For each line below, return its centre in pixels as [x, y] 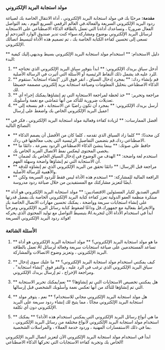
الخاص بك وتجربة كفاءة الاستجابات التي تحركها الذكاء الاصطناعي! [65, 342]
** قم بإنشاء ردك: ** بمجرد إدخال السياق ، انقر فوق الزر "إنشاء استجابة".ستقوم [86, 79]
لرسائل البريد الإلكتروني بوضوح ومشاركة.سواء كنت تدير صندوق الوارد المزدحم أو [79, 34]
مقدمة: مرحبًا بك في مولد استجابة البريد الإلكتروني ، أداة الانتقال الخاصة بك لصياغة [80, 18]
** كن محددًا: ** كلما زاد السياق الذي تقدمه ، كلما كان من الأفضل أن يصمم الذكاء [86, 135]
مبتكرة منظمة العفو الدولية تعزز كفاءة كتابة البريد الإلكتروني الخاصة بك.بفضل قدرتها [81, 197]
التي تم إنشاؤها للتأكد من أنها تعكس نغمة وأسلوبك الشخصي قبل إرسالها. [78, 287]
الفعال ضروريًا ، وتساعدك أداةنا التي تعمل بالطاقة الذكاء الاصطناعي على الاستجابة [80, 29]
